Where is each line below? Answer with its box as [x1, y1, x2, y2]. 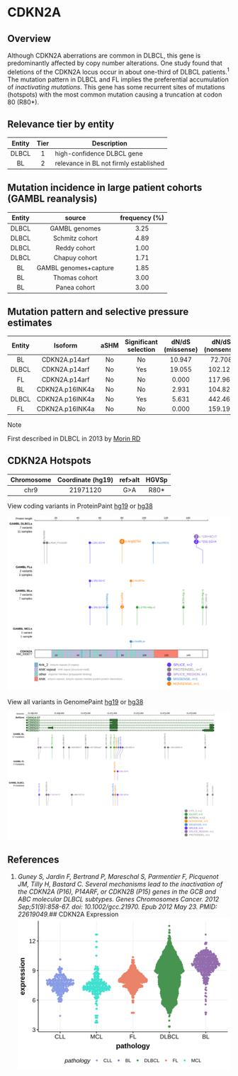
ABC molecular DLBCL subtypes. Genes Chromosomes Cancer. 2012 [17, 895, 220, 904]
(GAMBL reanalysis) [7, 193, 98, 205]
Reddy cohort [55, 244, 96, 253]
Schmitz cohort [52, 233, 98, 242]
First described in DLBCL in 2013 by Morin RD [7, 434, 141, 443]
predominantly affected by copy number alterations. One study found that [7, 59, 223, 67]
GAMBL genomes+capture [36, 263, 115, 272]
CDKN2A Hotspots [7, 455, 91, 467]
